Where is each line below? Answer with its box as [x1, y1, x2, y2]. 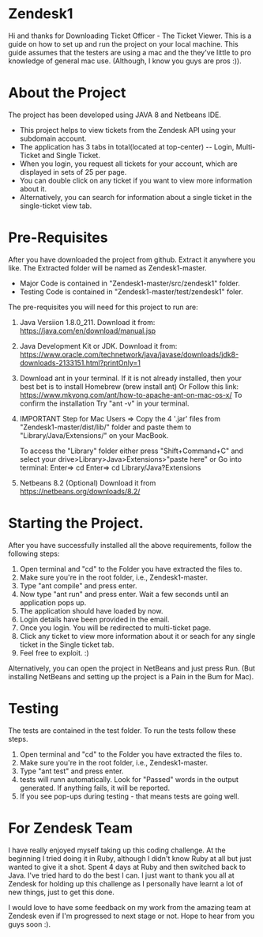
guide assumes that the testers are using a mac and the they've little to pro [8, 47, 252, 57]
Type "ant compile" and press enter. [19, 580, 137, 590]
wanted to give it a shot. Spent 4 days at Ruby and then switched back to [8, 862, 246, 871]
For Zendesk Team [8, 819, 133, 837]
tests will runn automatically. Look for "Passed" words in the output [19, 774, 239, 784]
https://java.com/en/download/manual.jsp [19, 326, 156, 335]
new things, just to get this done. [8, 887, 115, 897]
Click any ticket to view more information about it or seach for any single [19, 631, 256, 640]
